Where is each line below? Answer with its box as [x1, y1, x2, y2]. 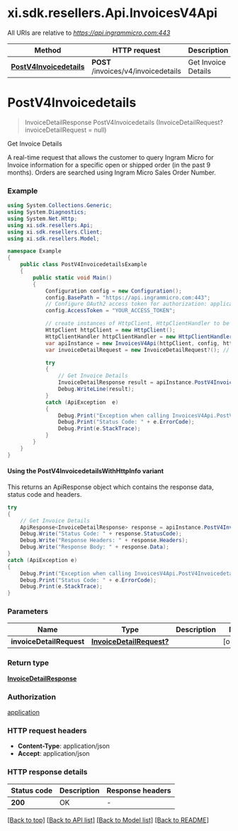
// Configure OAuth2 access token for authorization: [45, 300, 208, 308]
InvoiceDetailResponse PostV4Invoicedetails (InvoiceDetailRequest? [24, 118, 223, 126]
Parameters [7, 607, 48, 617]
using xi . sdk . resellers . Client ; [7, 229, 103, 236]
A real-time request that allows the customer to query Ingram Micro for [7, 153, 214, 161]
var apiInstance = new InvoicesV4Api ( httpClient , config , [45, 339, 220, 347]
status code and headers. [7, 490, 82, 498]
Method [34, 45, 62, 55]
